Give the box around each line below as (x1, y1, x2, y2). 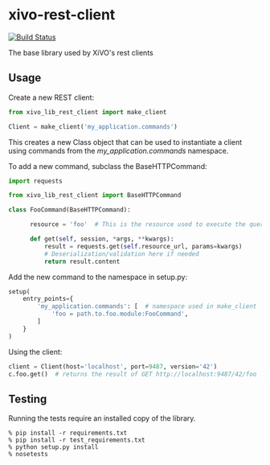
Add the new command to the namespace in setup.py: (8, 272, 188, 282)
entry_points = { (22, 295, 74, 303)
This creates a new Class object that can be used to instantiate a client (8, 137, 243, 146)
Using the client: (8, 347, 63, 356)
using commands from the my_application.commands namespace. (8, 146, 229, 155)
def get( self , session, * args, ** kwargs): (29, 235, 174, 243)
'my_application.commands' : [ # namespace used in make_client (37, 302, 257, 311)
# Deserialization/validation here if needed (43, 249, 199, 258)
